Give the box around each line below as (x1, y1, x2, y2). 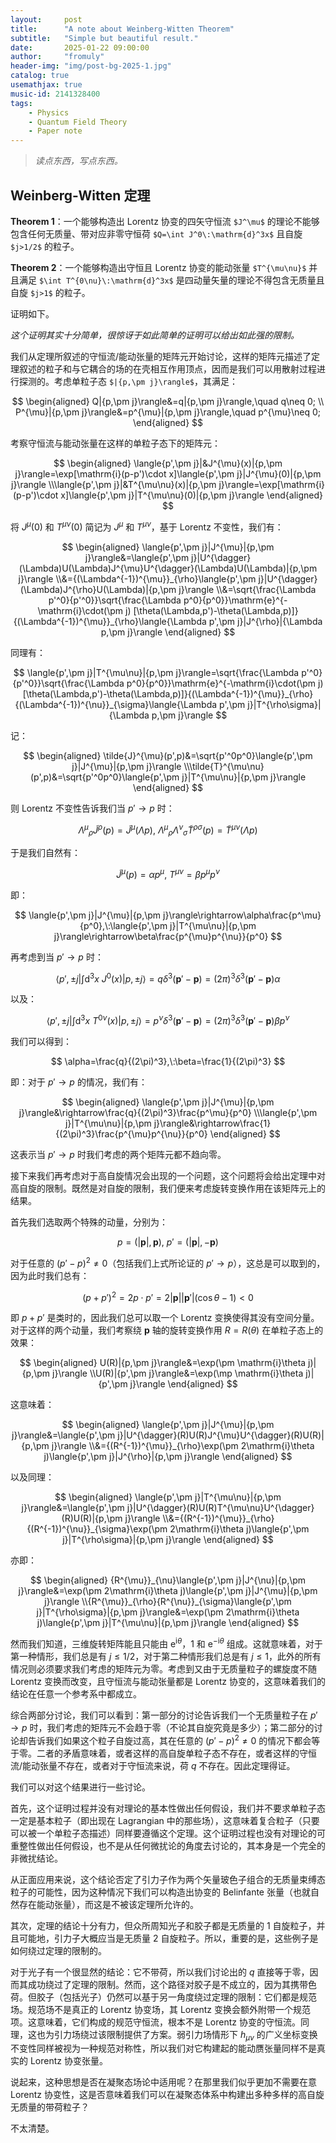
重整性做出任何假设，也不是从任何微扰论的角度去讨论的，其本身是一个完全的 (10, 1839, 326, 1851)
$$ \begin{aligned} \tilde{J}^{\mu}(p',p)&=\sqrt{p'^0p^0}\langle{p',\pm (23, 749, 313, 761)
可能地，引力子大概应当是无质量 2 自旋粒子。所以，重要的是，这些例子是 (18, 1932, 319, 1944)
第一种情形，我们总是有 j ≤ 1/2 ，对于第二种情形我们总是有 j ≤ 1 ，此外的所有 (10, 1650, 322, 1662)
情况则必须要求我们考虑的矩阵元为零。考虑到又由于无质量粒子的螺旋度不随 (10, 1662, 317, 1675)
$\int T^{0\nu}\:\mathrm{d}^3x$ (38, 276, 174, 286)
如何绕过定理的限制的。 (10, 1944, 107, 1956)
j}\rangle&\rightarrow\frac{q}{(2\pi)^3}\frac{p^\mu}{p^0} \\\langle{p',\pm (18, 1107, 318, 1119)
